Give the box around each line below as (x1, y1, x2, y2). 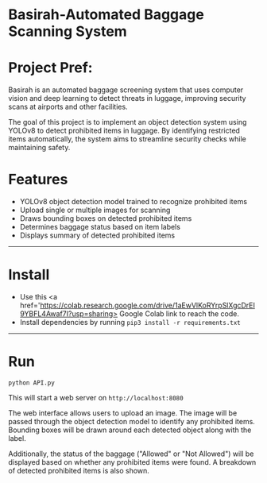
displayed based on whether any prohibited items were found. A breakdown (8, 457, 257, 466)
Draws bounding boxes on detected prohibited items (19, 214, 192, 223)
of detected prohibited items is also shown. (8, 466, 149, 475)
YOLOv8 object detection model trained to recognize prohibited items (19, 197, 248, 207)
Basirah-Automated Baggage (8, 6, 204, 24)
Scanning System (8, 22, 127, 41)
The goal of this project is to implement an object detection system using (8, 118, 247, 127)
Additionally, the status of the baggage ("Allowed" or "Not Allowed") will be (8, 449, 254, 458)
